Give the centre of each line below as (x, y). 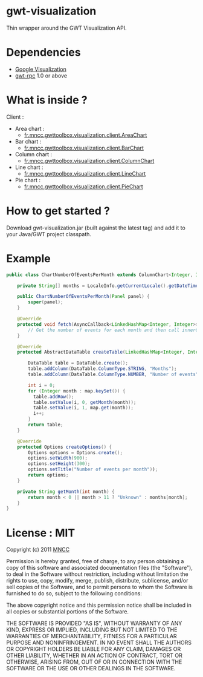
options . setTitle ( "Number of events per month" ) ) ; (93, 470)
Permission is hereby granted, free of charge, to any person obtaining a (95, 561)
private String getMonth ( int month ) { (66, 492)
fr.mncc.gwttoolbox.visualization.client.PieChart (83, 187)
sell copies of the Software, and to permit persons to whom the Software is (100, 587)
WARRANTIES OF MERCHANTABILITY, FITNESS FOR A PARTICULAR (92, 636)
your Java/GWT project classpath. (49, 234)
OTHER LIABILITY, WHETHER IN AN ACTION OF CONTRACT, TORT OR (94, 656)
